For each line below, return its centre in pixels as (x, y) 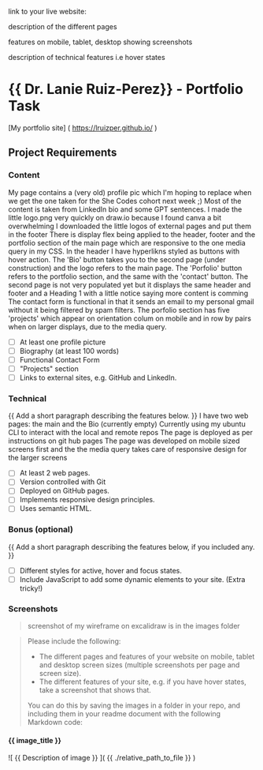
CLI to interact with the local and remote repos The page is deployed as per (131, 433)
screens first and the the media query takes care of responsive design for (128, 449)
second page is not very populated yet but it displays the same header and (130, 284)
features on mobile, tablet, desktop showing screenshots (100, 42)
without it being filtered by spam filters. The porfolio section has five (119, 310)
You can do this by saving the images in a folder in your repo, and (134, 705)
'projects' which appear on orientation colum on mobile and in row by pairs (130, 318)
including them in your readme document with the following (124, 714)
